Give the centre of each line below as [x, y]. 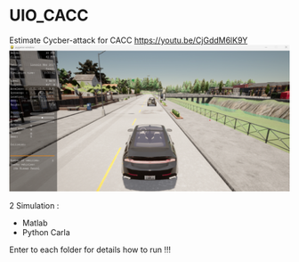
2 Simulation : [34, 205]
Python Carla [46, 232]
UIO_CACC [49, 16]
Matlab [35, 223]
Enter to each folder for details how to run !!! [90, 250]
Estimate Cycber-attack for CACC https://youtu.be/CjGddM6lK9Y [129, 40]
